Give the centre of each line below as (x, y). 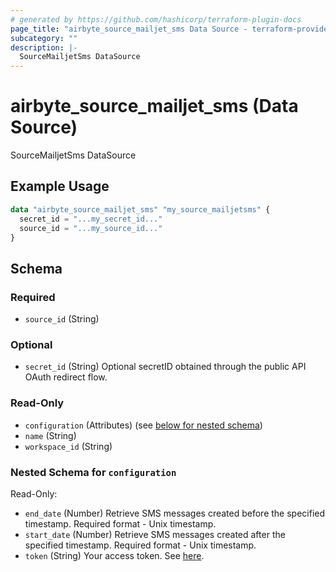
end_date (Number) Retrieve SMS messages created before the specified (175, 513)
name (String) (50, 435)
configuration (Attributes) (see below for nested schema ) (143, 425)
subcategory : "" (44, 38)
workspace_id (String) (68, 446)
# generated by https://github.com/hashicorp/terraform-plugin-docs (156, 19)
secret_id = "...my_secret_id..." (91, 219)
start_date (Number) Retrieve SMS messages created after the (155, 534)
